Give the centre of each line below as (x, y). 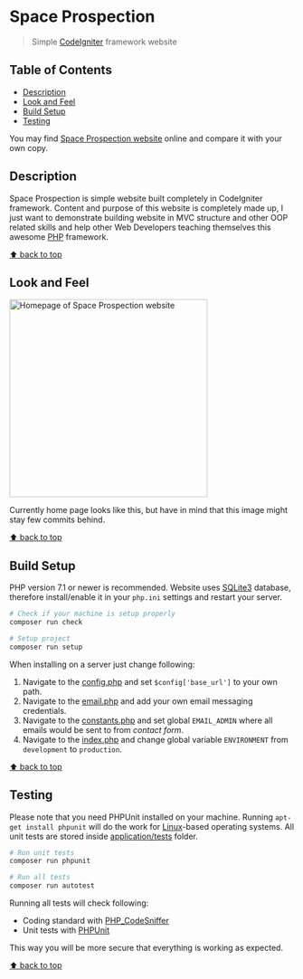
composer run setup (46, 647)
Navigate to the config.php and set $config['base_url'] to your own (150, 681)
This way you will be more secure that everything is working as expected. (146, 948)
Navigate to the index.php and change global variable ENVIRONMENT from (156, 739)
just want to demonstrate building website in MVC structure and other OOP (149, 217)
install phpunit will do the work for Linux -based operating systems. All (160, 826)
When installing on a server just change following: (102, 664)
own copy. (28, 147)
